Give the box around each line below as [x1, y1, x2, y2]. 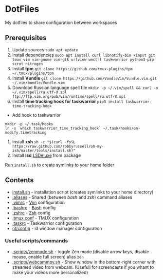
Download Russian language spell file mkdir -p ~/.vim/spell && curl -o [12, 85, 158, 90]
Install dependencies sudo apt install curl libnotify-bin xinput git [12, 52, 156, 58]
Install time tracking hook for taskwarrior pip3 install [12, 98, 124, 104]
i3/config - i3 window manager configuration [12, 225, 102, 231]
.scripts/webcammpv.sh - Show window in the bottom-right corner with [12, 259, 156, 265]
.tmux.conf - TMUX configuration [12, 215, 79, 221]
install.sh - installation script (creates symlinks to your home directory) [12, 189, 154, 195]
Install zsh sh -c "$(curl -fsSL [12, 138, 75, 145]
